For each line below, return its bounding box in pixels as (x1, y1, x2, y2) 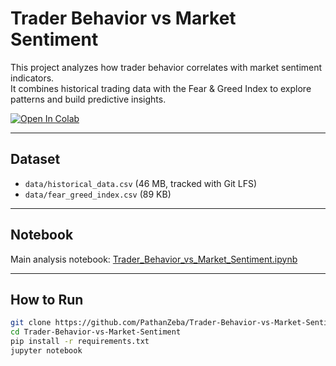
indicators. (10, 72, 55, 84)
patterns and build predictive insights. (10, 93, 167, 105)
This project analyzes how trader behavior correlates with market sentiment (10, 61, 323, 73)
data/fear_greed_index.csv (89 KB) (24, 188, 172, 200)
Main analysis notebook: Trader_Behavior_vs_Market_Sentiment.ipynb (10, 253, 298, 265)
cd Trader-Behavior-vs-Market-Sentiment (10, 327, 182, 337)
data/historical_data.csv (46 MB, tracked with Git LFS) (24, 177, 258, 189)
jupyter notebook (10, 346, 83, 356)
